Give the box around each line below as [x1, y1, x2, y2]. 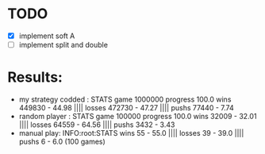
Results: [7, 68, 63, 87]
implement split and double [18, 40, 109, 49]
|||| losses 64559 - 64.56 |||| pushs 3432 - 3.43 [18, 120, 175, 129]
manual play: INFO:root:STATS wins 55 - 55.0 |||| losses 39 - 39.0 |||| [18, 129, 244, 137]
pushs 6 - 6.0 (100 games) [18, 137, 106, 146]
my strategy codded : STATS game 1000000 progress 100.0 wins [18, 94, 232, 104]
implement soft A [18, 31, 75, 40]
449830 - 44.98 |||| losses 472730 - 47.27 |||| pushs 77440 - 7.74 [18, 103, 235, 112]
